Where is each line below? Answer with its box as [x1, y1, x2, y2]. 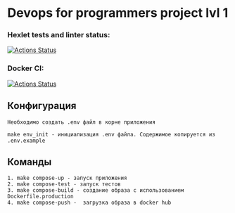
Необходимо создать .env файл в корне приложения [7, 118, 156, 126]
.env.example [7, 137, 46, 144]
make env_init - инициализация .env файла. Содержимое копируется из [7, 131, 216, 138]
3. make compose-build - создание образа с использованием [7, 187, 184, 194]
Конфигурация [7, 100, 77, 112]
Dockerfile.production [7, 193, 74, 200]
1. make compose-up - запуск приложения [7, 174, 128, 182]
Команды [7, 156, 52, 168]
